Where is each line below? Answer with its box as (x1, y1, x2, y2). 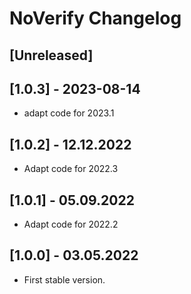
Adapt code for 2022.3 (23, 163, 119, 175)
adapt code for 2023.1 (23, 107, 115, 119)
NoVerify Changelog (9, 7, 182, 30)
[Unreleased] (9, 47, 94, 64)
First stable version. (23, 273, 106, 286)
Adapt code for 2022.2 (23, 218, 119, 231)
